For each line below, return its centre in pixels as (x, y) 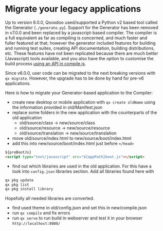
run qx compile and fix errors (41, 213)
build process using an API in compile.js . (45, 64)
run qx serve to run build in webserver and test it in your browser (77, 218)
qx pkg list (17, 185)
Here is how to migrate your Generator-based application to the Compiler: (79, 93)
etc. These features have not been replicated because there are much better (82, 53)
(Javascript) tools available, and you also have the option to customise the (80, 58)
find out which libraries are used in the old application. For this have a (82, 166)
